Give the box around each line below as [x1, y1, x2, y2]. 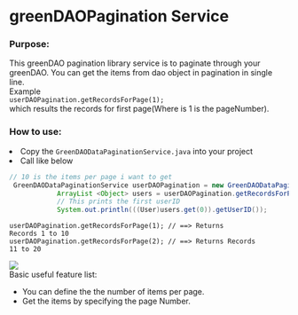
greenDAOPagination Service [9, 6, 230, 27]
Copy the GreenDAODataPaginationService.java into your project [20, 146, 254, 156]
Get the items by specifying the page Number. [21, 295, 191, 307]
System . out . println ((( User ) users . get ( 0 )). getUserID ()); [56, 206, 268, 215]
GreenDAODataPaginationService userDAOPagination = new [12, 180, 224, 190]
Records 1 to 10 [9, 229, 69, 239]
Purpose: [9, 38, 51, 51]
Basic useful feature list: [9, 269, 98, 280]
